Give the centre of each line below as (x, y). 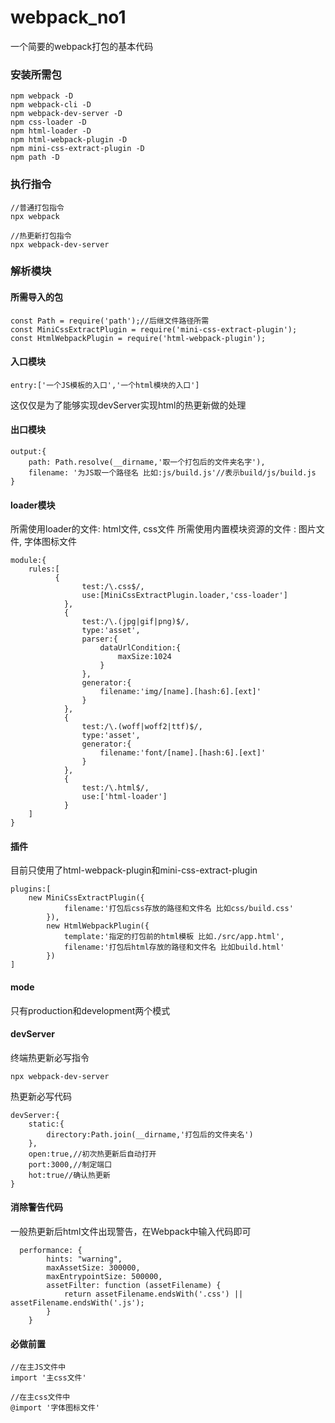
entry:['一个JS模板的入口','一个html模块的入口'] (105, 385)
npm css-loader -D (48, 122)
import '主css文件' (48, 1378)
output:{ (28, 452)
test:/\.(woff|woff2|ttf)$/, (142, 727)
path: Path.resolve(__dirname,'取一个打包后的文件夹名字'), (147, 462)
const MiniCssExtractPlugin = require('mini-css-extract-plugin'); (154, 329)
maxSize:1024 (144, 657)
